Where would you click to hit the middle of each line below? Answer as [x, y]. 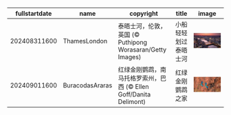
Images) [130, 57]
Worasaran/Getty [142, 50]
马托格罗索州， [139, 78]
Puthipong [133, 43]
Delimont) [132, 102]
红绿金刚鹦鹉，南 [142, 69]
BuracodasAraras [88, 85]
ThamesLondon [85, 41]
